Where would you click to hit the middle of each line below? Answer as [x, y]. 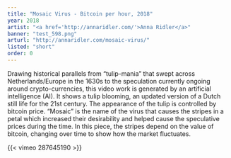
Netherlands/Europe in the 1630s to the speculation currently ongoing [109, 81]
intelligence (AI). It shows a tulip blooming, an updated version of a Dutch [114, 96]
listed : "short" [31, 47]
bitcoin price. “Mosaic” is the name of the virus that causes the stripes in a [115, 111]
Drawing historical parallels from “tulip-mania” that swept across [101, 73]
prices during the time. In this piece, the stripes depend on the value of [111, 126]
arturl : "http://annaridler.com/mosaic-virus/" [79, 40]
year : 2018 [23, 21]
